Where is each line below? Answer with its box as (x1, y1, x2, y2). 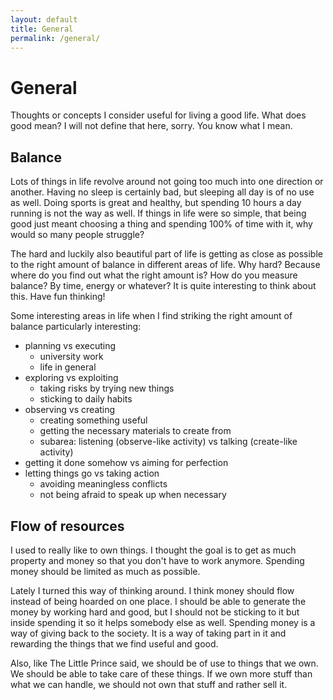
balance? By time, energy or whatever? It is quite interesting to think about (10, 280, 317, 292)
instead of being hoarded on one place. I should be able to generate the (10, 595, 307, 607)
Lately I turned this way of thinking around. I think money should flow (10, 584, 295, 596)
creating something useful (39, 414, 148, 426)
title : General (10, 24, 74, 34)
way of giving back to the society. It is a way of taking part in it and (10, 627, 287, 639)
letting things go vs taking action (24, 467, 160, 480)
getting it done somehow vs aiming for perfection (24, 457, 229, 469)
